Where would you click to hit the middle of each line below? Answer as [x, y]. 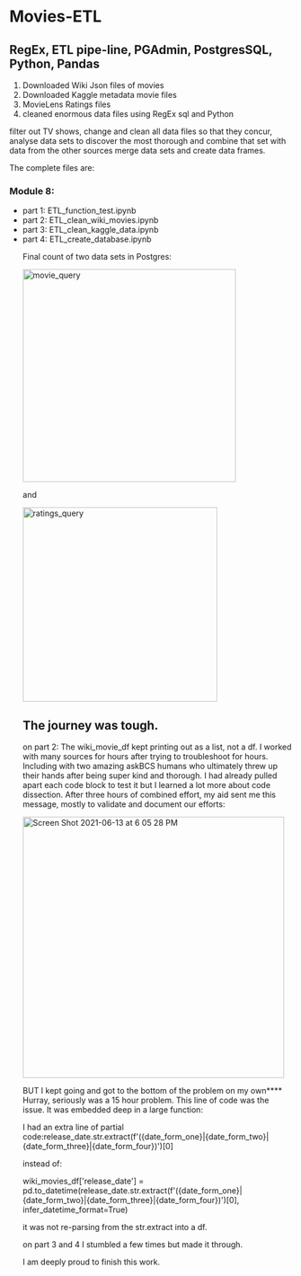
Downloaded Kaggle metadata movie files [99, 95]
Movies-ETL [56, 17]
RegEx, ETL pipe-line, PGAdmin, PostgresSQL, [141, 50]
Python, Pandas [55, 63]
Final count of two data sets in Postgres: [97, 257]
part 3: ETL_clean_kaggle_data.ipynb [90, 230]
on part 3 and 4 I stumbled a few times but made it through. [133, 1245]
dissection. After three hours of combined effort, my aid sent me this [149, 795]
